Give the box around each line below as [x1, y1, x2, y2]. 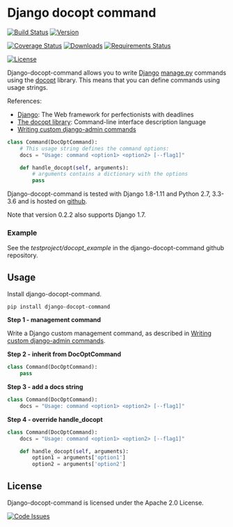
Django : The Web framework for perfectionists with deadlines [17, 110, 195, 119]
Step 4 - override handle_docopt [7, 415, 103, 423]
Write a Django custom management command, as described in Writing [7, 329, 212, 337]
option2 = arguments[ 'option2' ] [32, 461, 127, 468]
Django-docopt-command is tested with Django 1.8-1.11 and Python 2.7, [7, 190, 211, 198]
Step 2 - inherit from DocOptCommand [7, 350, 122, 358]
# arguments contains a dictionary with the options [32, 171, 188, 178]
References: [7, 96, 42, 105]
